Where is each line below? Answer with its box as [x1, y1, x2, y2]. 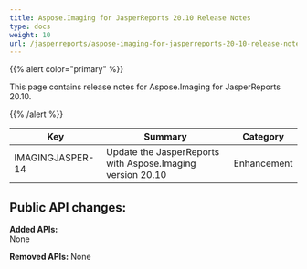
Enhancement [233, 157, 293, 170]
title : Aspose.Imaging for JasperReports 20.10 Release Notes [9, 13, 251, 23]
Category [241, 130, 285, 143]
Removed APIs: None [9, 252, 91, 263]
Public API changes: [9, 200, 127, 215]
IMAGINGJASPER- [14, 151, 95, 164]
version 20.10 [106, 169, 167, 181]
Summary [143, 130, 187, 143]
